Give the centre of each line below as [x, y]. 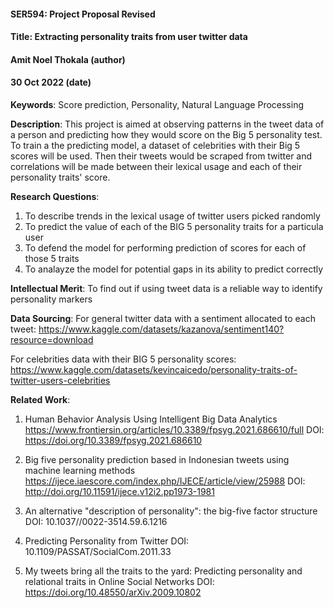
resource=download [52, 339]
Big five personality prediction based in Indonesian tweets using [157, 459]
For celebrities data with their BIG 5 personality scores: [123, 359]
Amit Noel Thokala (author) [68, 59]
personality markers [51, 299]
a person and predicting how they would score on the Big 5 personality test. [166, 134]
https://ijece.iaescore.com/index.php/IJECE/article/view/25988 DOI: [165, 481]
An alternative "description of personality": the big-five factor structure [171, 511]
